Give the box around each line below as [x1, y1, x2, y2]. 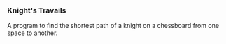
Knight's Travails [7, 6, 66, 15]
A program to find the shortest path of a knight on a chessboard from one [7, 22, 219, 30]
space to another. [7, 29, 58, 37]
